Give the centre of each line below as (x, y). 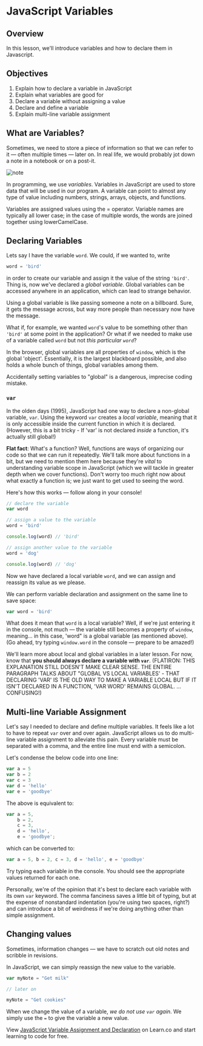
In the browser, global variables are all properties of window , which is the (96, 352)
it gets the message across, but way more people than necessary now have (101, 309)
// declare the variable (38, 503)
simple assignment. (31, 915)
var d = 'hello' (27, 786)
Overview (25, 34)
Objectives (27, 74)
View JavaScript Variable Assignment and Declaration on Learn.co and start (101, 1030)
